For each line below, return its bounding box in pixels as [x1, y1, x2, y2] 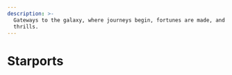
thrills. [13, 23, 39, 30]
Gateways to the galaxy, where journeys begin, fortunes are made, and [13, 17, 226, 24]
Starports [7, 53, 64, 69]
